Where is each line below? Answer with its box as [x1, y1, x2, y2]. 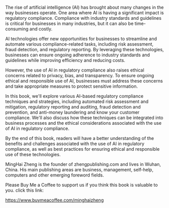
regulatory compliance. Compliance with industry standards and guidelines [5, 15, 162, 21]
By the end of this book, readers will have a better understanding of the [5, 135, 154, 141]
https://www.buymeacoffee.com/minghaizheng [5, 197, 104, 203]
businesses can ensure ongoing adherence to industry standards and [5, 52, 150, 58]
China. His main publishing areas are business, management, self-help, [5, 167, 153, 172]
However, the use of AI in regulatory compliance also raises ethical [5, 67, 144, 73]
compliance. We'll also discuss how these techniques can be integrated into [5, 115, 163, 121]
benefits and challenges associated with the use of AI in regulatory [5, 141, 145, 147]
